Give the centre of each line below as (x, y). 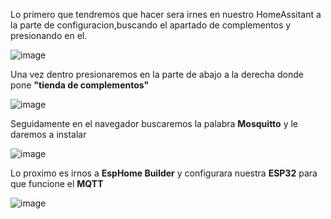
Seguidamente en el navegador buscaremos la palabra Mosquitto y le (154, 123)
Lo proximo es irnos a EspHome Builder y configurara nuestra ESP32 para (164, 173)
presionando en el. (49, 35)
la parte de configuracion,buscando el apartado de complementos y (151, 25)
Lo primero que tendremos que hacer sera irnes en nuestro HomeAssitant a (166, 14)
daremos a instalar (48, 134)
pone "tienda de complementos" (80, 85)
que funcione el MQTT (57, 183)
